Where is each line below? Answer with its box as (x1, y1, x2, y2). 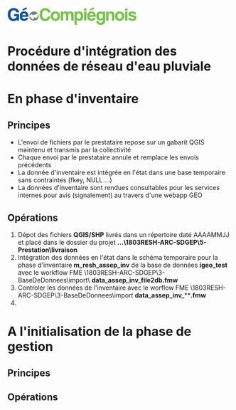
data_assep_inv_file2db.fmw (91, 276, 178, 284)
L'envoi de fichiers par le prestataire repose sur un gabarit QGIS (17, 138, 205, 147)
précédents (17, 161, 52, 169)
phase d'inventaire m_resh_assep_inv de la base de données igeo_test (17, 261, 227, 269)
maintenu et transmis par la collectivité (17, 146, 132, 154)
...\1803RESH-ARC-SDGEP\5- (117, 238, 207, 246)
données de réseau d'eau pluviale (7, 58, 212, 75)
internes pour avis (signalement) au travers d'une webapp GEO (17, 191, 203, 199)
